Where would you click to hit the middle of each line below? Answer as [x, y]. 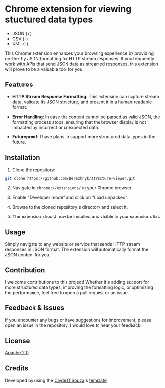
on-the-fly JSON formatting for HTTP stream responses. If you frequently [80, 58]
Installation [23, 157]
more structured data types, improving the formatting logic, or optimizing [79, 287]
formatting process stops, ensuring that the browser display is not [79, 122]
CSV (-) [20, 39]
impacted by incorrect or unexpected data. [56, 127]
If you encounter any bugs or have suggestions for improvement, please [78, 320]
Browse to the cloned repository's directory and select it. [70, 207]
